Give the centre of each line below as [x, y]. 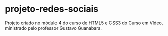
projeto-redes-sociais [52, 9]
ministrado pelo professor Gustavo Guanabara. [53, 28]
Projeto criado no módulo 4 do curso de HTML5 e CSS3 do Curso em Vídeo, [84, 23]
